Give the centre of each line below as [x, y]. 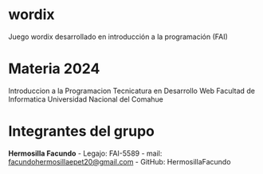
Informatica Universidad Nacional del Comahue [86, 99]
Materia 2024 [54, 69]
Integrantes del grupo [82, 131]
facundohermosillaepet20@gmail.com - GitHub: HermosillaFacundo [120, 161]
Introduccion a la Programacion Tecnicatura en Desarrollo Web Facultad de [131, 91]
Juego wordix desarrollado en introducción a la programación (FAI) [118, 37]
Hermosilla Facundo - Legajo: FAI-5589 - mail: [85, 153]
